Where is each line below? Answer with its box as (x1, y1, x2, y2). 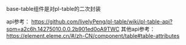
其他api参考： (120, 26, 156, 32)
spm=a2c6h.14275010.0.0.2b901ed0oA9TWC (6, 26, 120, 32)
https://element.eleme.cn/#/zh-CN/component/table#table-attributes (6, 32, 180, 39)
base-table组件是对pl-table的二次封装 (6, 5, 102, 12)
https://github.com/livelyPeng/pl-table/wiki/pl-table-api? (31, 18, 173, 25)
